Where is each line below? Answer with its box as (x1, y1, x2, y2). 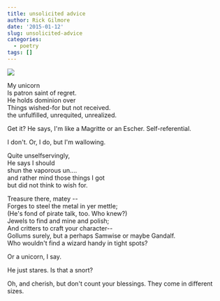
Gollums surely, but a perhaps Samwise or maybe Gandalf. (7, 231, 176, 240)
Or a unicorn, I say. (7, 252, 61, 261)
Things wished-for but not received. (7, 103, 111, 111)
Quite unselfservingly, (7, 151, 71, 160)
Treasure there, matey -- (7, 194, 78, 203)
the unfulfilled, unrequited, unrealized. (7, 111, 117, 119)
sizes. (7, 286, 24, 295)
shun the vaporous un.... (7, 166, 78, 174)
